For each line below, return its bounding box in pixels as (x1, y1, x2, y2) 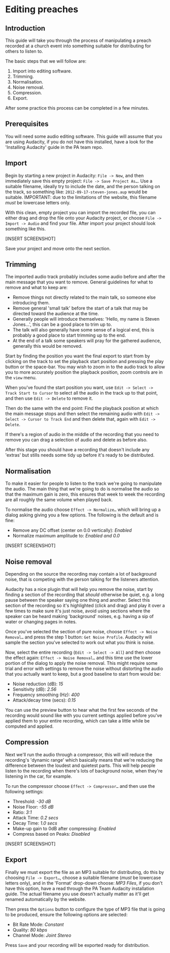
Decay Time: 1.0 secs (12, 820, 57, 826)
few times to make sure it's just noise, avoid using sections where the (5, 608, 151, 614)
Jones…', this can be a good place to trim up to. (12, 321, 113, 327)
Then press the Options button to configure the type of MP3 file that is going (5, 906, 165, 912)
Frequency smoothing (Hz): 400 (12, 692, 80, 698)
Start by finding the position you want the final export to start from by (5, 353, 150, 359)
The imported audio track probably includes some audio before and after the (5, 274, 165, 280)
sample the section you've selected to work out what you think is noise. (5, 639, 155, 646)
